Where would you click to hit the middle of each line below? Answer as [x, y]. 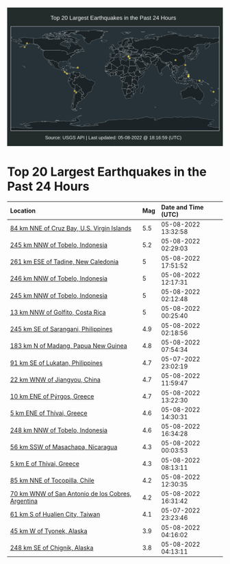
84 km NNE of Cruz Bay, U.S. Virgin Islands [71, 228]
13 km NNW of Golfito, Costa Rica [58, 312]
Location [23, 211]
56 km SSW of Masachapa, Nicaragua [64, 447]
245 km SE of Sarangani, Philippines [61, 329]
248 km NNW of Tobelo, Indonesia [59, 430]
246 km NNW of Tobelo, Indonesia [59, 279]
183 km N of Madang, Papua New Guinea [69, 346]
